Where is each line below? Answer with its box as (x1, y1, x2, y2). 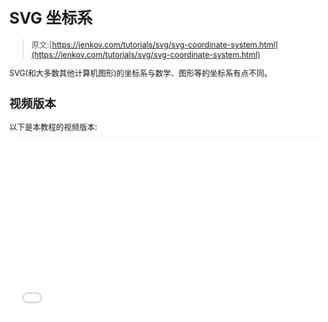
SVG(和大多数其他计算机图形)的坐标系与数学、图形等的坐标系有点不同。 (9, 68, 273, 78)
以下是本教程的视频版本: (9, 121, 98, 132)
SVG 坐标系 (9, 8, 93, 28)
